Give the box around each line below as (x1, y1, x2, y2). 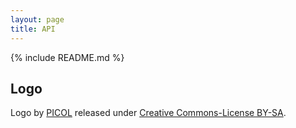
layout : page (10, 14, 65, 25)
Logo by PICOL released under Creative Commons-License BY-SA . (10, 107, 287, 119)
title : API (10, 24, 56, 34)
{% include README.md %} (10, 51, 125, 63)
